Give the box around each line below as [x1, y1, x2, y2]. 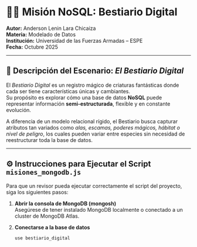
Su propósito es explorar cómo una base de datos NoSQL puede [6, 94, 162, 101]
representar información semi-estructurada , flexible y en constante [6, 100, 171, 107]
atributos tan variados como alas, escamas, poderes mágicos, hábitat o [6, 124, 181, 131]
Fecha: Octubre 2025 [6, 43, 59, 50]
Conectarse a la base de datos [14, 224, 90, 231]
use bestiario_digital [14, 235, 70, 241]
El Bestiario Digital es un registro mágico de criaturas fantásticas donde [6, 82, 179, 89]
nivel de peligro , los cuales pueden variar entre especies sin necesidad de [6, 130, 185, 137]
